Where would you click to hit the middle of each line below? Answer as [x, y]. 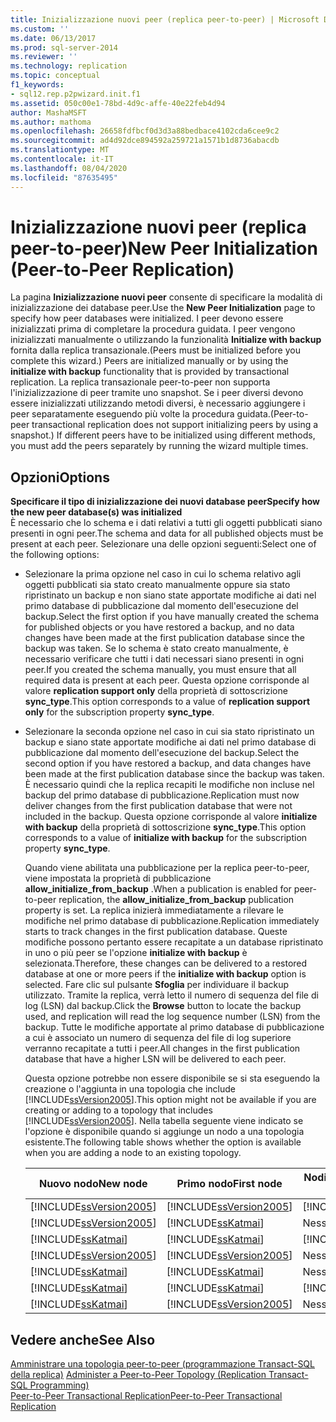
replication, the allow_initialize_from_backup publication [176, 900]
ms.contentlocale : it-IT [62, 159]
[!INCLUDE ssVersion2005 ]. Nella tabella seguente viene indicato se [164, 1121]
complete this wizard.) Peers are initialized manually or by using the [149, 361]
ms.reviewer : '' [44, 57]
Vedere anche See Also [83, 1339]
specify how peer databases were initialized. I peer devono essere [147, 318]
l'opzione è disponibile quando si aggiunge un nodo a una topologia [164, 1132]
